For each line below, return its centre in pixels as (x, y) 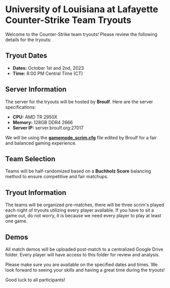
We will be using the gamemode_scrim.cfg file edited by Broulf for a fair (81, 137)
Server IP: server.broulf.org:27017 (48, 128)
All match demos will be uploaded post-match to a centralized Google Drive (84, 249)
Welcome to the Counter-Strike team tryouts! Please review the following (81, 34)
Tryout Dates (26, 56)
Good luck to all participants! (35, 280)
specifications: (21, 107)
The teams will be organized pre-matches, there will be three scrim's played (85, 205)
